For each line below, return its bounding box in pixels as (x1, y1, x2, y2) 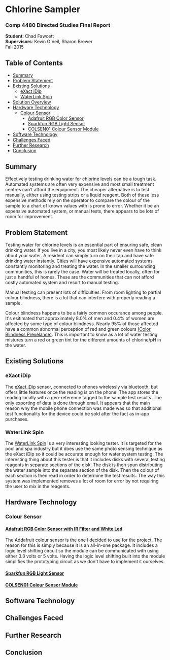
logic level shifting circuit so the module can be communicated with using (5, 548, 159, 554)
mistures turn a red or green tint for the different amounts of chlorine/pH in (5, 336, 161, 343)
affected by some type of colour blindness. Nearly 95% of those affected (5, 321, 158, 327)
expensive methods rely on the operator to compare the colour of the (5, 197, 150, 203)
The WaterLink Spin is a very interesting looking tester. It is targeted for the (5, 440, 162, 446)
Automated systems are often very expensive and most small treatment (5, 181, 154, 187)
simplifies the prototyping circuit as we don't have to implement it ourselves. (5, 559, 165, 565)
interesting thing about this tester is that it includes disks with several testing (5, 456, 165, 462)
